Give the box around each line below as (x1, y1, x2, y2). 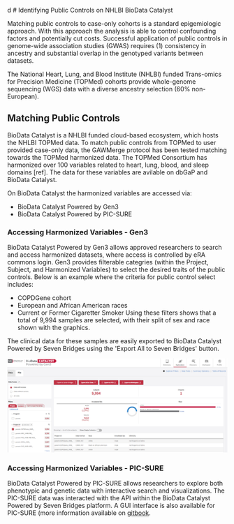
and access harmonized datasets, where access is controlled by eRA (7, 250, 206, 259)
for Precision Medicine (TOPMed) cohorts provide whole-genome (7, 77, 196, 86)
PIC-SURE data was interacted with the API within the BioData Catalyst (7, 494, 211, 502)
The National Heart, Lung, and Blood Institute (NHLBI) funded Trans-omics (7, 70, 222, 78)
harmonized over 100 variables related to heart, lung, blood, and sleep (7, 160, 210, 169)
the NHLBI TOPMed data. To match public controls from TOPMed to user (7, 138, 217, 147)
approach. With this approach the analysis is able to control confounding (7, 27, 217, 35)
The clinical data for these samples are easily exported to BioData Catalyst (7, 337, 222, 345)
